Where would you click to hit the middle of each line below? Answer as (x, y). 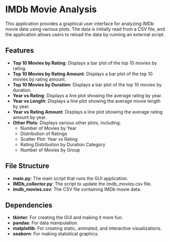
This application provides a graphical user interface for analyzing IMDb (80, 24)
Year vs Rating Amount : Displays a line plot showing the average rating (88, 112)
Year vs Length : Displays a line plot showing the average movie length (87, 101)
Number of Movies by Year (48, 128)
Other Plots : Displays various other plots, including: (67, 123)
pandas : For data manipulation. (46, 223)
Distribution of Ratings (44, 134)
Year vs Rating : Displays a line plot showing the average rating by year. (87, 95)
